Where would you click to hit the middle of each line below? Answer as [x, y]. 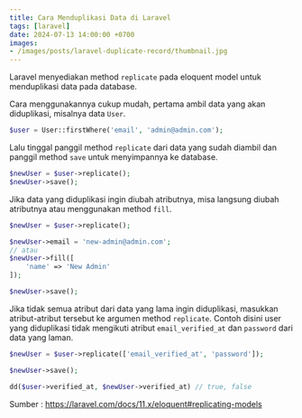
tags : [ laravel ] [40, 26]
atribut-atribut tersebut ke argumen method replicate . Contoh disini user [146, 318]
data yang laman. [41, 337]
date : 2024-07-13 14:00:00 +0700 [72, 34]
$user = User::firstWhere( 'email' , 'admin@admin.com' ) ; [116, 130]
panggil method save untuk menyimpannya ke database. [114, 157]
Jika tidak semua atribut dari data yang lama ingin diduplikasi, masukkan [144, 309]
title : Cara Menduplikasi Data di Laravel [90, 18]
